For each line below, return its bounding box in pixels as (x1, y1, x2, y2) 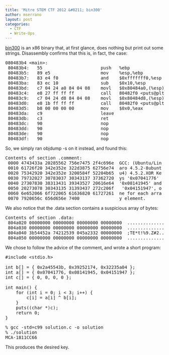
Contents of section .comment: (5, 155, 82, 161)
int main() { (5, 285, 38, 290)
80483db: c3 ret (8, 116, 109, 121)
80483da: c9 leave (8, 111, 114, 116)
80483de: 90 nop (8, 131, 109, 137)
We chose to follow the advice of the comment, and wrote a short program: (5, 245, 161, 250)
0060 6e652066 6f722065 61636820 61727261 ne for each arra (8, 191, 162, 196)
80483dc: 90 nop (8, 121, 109, 126)
